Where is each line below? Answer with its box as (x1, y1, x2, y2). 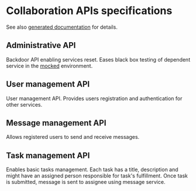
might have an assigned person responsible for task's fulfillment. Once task (6, 172, 188, 179)
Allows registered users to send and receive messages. (6, 134, 140, 141)
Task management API (6, 151, 90, 161)
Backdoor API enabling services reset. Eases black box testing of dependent (6, 56, 191, 63)
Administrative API (6, 40, 76, 50)
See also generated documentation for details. (6, 23, 118, 30)
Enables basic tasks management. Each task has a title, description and (6, 166, 178, 173)
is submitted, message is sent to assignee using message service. (6, 179, 166, 186)
